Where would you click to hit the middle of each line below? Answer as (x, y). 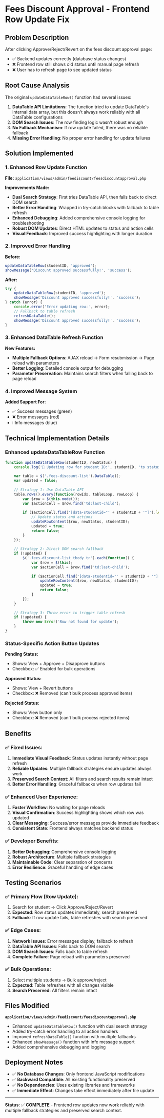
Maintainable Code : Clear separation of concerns (62, 862)
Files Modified (27, 1006)
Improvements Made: (27, 188)
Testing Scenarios (33, 882)
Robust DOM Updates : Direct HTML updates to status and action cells (83, 228)
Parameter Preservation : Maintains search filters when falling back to (82, 373)
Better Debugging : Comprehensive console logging (64, 852)
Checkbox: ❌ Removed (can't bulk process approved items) (72, 693)
